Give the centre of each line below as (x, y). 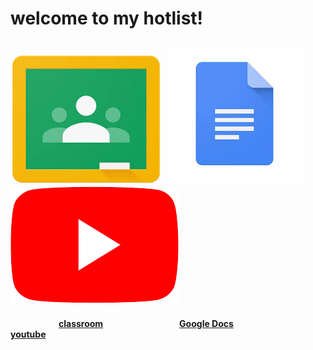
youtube (28, 334)
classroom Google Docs (146, 323)
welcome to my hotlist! (107, 18)
